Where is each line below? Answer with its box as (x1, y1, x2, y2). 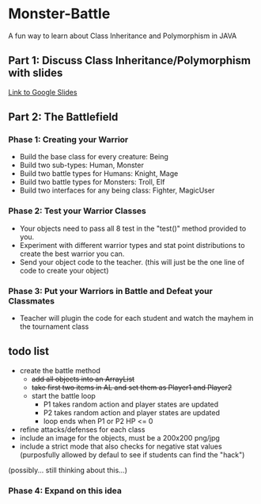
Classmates (8, 295, 55, 306)
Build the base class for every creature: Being (19, 152, 168, 162)
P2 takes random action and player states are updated (43, 407, 220, 417)
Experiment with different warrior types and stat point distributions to (19, 240, 245, 250)
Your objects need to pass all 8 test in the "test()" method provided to (19, 223, 247, 233)
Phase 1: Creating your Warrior (8, 134, 129, 145)
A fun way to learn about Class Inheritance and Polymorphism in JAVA (8, 31, 237, 40)
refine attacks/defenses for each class (19, 425, 146, 434)
